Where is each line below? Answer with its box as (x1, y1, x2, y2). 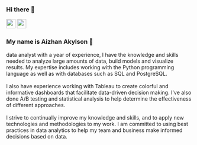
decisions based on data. (6, 133, 68, 140)
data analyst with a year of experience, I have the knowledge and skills (6, 51, 179, 58)
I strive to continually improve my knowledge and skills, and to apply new (6, 114, 185, 121)
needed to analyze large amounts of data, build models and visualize (6, 57, 173, 65)
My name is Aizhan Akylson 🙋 (6, 38, 93, 46)
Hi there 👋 (6, 5, 35, 14)
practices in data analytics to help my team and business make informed (6, 127, 183, 134)
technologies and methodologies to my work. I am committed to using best (6, 120, 188, 127)
